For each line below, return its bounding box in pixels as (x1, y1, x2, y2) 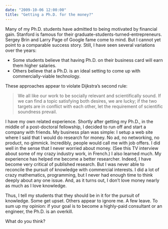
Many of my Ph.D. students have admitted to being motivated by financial (5, 26, 157, 32)
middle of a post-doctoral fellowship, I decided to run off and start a (5, 124, 146, 130)
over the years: (5, 47, 37, 53)
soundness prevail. (17, 109, 57, 115)
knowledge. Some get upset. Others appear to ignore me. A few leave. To (5, 197, 158, 204)
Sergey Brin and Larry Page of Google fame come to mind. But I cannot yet (5, 36, 161, 43)
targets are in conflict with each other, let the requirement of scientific (17, 103, 163, 109)
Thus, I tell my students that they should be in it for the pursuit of (5, 192, 140, 198)
